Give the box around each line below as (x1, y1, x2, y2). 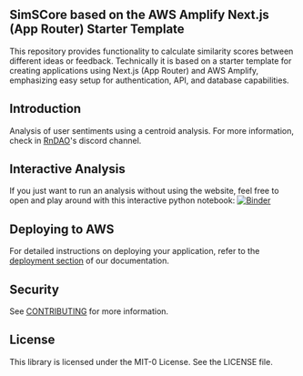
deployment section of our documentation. (9, 255, 170, 267)
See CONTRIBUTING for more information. (9, 306, 169, 317)
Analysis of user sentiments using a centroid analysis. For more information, (9, 125, 294, 136)
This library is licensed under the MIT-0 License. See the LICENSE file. (9, 356, 273, 367)
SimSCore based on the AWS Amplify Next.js (9, 7, 270, 23)
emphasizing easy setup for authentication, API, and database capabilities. (9, 75, 289, 86)
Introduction (9, 101, 82, 117)
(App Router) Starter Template (9, 22, 185, 37)
